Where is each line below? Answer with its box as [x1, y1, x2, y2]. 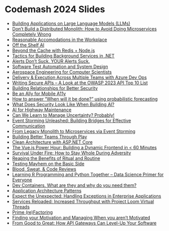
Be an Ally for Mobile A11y [12, 90, 66, 96]
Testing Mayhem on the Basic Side [12, 160, 85, 167]
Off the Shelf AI [12, 42, 45, 48]
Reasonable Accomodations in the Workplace [12, 37, 107, 43]
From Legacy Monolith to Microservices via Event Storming [12, 128, 136, 134]
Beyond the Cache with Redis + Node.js [12, 47, 95, 53]
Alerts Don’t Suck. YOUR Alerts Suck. [12, 58, 90, 64]
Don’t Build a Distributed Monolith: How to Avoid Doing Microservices [12, 25, 157, 31]
